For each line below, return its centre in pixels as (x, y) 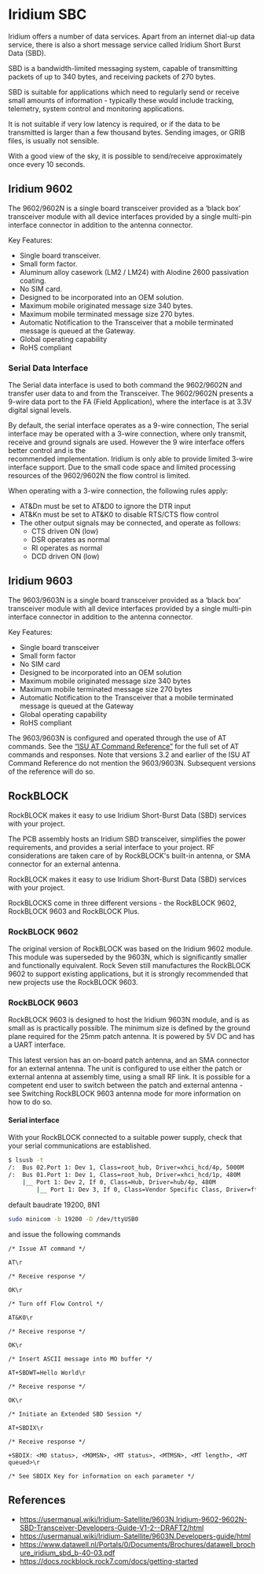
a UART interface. (37, 1045)
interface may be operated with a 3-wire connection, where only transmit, (128, 434)
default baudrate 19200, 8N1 (54, 1205)
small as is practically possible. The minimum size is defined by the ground (129, 1028)
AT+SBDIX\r (26, 1427)
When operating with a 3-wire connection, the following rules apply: (118, 491)
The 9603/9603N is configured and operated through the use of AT (117, 737)
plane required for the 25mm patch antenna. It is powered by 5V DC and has (132, 1037)
